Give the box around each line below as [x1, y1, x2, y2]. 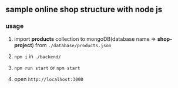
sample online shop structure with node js [5, 5, 163, 15]
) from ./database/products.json [32, 41, 112, 48]
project [14, 41, 33, 48]
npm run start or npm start [14, 64, 80, 71]
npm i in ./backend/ [14, 52, 61, 60]
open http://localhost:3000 [14, 75, 83, 82]
